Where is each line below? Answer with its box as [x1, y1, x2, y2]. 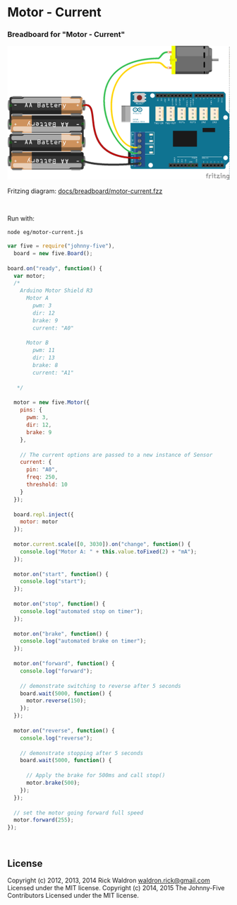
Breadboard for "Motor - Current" [7, 30, 126, 40]
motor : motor [20, 518, 59, 525]
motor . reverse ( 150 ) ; [25, 697, 87, 704]
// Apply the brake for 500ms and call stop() [25, 772, 166, 779]
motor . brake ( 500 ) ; [25, 779, 80, 787]
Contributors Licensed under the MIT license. [7, 891, 139, 899]
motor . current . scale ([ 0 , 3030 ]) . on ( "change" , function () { [13, 541, 191, 548]
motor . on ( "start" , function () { [13, 571, 109, 578]
